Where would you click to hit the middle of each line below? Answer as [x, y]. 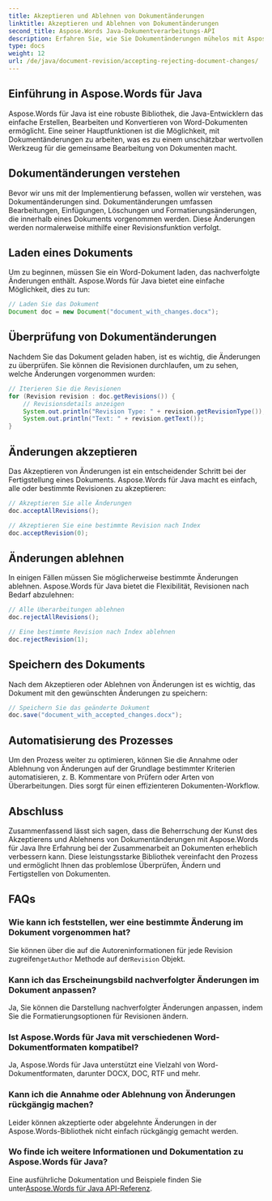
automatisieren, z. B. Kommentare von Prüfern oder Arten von [111, 777]
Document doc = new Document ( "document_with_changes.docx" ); [114, 312]
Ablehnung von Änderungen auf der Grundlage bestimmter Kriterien [122, 769]
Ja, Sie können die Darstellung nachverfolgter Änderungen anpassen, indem [136, 1007]
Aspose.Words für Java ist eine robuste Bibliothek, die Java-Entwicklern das [136, 113]
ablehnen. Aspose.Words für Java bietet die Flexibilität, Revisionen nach [129, 586]
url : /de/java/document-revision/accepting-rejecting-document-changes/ [134, 62]
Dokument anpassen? [53, 989]
